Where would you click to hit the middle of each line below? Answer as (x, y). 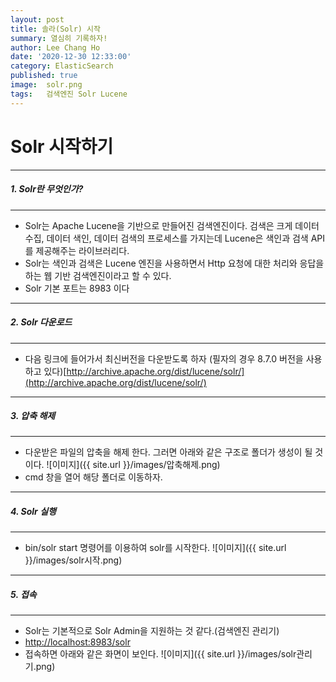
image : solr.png (46, 85)
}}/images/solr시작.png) (73, 560)
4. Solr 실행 (33, 512)
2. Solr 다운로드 (41, 322)
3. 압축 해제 (33, 416)
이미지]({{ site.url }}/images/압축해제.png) (136, 465)
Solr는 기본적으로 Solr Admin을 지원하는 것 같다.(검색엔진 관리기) (152, 631)
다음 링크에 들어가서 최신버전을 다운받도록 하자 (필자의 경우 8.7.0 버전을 (164, 358)
